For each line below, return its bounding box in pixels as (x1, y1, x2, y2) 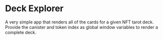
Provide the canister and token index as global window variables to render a (5, 24, 158, 30)
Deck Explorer (5, 3, 64, 14)
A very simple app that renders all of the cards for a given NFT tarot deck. (5, 19, 154, 25)
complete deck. (5, 29, 37, 35)
